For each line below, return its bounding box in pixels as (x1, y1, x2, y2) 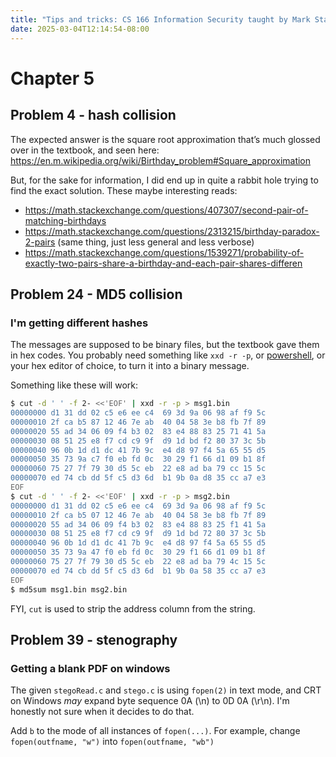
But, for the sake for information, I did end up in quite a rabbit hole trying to (10, 174, 319, 186)
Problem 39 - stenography (10, 631, 178, 648)
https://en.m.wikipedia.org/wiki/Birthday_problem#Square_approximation (10, 154, 312, 166)
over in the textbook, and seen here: (10, 144, 160, 156)
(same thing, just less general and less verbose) (57, 236, 255, 248)
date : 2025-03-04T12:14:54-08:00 (10, 24, 150, 34)
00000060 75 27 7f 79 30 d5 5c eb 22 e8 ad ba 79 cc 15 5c (10, 464, 267, 474)
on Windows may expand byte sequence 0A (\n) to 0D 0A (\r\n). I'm (10, 695, 290, 707)
